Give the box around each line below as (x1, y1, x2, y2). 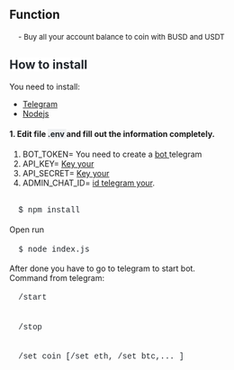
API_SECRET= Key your (22, 167, 110, 178)
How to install (9, 58, 88, 73)
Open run (9, 224, 45, 235)
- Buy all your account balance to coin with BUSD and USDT (17, 32, 225, 41)
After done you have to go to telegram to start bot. (9, 263, 196, 274)
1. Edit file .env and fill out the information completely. (9, 129, 215, 140)
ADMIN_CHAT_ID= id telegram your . (22, 177, 156, 188)
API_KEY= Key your (22, 158, 94, 169)
